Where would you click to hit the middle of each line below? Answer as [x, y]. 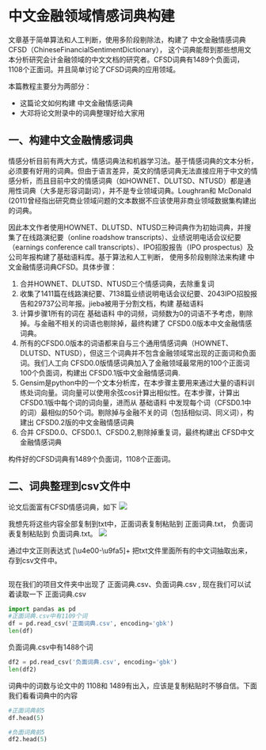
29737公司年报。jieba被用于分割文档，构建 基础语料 [119, 303]
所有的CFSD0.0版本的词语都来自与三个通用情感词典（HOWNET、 [126, 343]
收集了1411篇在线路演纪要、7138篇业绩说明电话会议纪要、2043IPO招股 [135, 293]
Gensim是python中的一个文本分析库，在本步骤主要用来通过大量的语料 [133, 383]
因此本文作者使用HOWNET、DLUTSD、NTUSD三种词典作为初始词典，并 [126, 227]
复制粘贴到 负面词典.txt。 [56, 533]
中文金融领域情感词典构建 [92, 16]
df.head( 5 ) [26, 718]
